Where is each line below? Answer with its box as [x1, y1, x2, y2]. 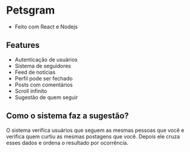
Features [6, 40, 40, 50]
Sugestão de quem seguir [14, 93, 78, 101]
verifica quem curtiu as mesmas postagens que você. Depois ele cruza [6, 132, 180, 140]
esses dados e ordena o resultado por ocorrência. [6, 139, 129, 146]
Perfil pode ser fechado [14, 75, 73, 82]
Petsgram [6, 4, 55, 17]
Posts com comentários [14, 81, 73, 88]
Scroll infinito [14, 87, 47, 95]
